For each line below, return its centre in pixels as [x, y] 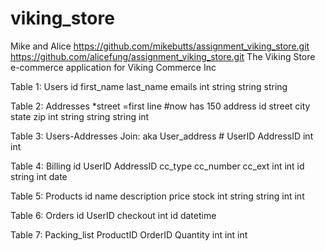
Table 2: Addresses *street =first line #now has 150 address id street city [160, 106]
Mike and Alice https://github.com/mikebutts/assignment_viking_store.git [160, 46]
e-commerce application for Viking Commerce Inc [113, 67]
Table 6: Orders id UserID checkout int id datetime [113, 215]
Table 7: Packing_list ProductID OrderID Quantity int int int [129, 234]
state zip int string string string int [80, 116]
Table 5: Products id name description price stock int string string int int [157, 196]
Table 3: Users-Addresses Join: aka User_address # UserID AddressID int [162, 136]
